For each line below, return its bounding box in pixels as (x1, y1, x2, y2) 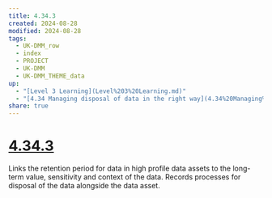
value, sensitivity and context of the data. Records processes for (25, 172, 241, 182)
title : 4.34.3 (8, 11, 57, 20)
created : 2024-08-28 (8, 19, 79, 27)
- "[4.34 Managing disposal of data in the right (15, 95, 186, 103)
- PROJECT (15, 57, 49, 65)
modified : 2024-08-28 (8, 27, 82, 35)
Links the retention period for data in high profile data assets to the (8, 163, 232, 174)
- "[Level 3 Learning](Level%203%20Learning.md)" (15, 86, 186, 95)
